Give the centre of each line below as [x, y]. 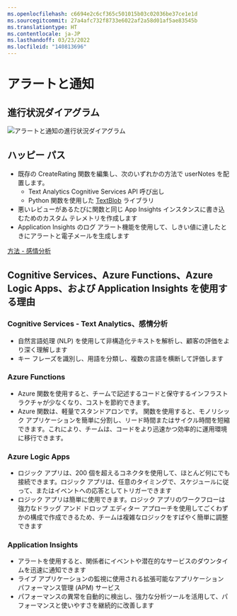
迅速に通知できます [58, 570]
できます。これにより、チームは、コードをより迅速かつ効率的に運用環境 [122, 429]
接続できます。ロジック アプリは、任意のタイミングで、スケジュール [117, 482]
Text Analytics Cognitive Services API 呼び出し [96, 191]
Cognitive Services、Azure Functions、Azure [110, 275]
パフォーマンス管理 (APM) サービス [69, 588]
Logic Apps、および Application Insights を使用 [113, 289]
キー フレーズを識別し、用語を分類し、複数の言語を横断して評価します [121, 358]
